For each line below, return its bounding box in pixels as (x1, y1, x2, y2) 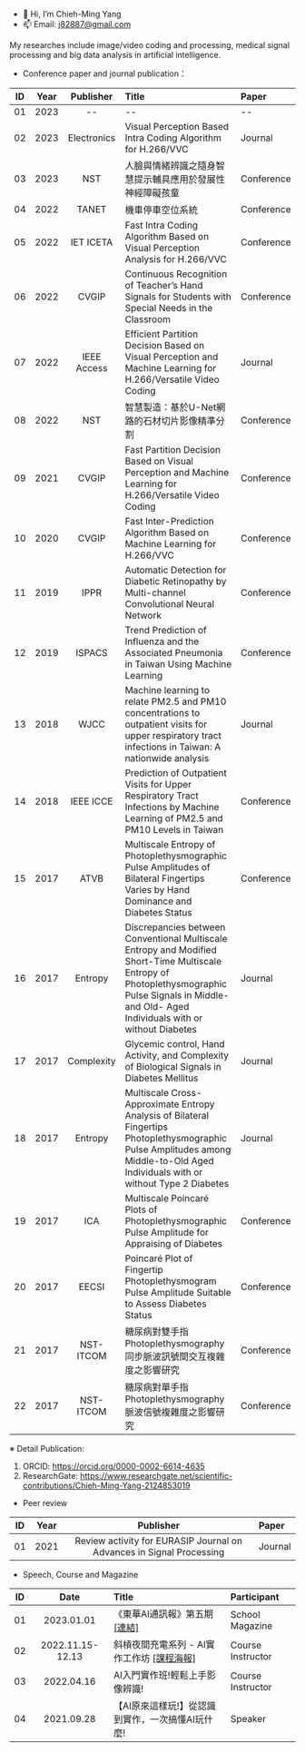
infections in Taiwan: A (124, 740, 221, 753)
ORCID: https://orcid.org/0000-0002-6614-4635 (22, 1461, 206, 1472)
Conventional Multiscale (124, 933, 228, 945)
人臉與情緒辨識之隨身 (124, 160, 216, 171)
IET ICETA (70, 236, 113, 249)
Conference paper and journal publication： (22, 68, 188, 79)
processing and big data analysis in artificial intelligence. (9, 50, 221, 60)
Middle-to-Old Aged (124, 1155, 215, 1167)
